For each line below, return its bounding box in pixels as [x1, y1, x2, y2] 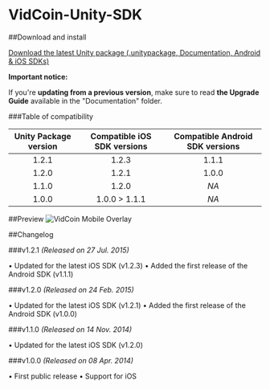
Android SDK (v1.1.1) [8, 269, 74, 279]
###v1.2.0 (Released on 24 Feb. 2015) [8, 285, 134, 294]
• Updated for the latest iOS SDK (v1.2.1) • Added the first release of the [8, 300, 247, 310]
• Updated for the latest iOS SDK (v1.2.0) [8, 340, 143, 350]
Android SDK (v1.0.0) [8, 309, 78, 318]
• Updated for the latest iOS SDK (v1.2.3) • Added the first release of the [8, 260, 248, 270]
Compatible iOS [90, 130, 152, 141]
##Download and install [8, 32, 87, 42]
